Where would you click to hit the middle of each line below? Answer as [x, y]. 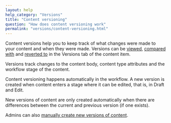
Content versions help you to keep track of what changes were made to [81, 43]
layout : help [19, 10]
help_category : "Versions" [34, 15]
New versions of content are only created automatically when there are [80, 100]
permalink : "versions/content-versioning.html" [57, 29]
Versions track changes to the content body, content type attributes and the [85, 64]
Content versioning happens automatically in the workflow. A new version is [85, 79]
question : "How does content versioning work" [56, 24]
